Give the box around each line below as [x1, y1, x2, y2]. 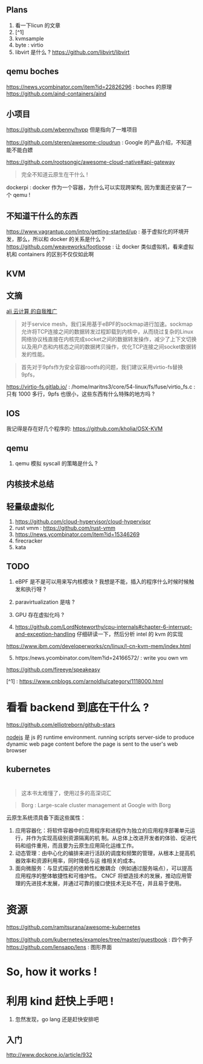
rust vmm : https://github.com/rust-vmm [14, 524, 116, 532]
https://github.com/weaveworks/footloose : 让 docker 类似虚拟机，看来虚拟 [6, 243, 195, 250]
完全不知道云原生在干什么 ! [21, 171, 88, 178]
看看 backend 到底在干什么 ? [6, 701, 149, 715]
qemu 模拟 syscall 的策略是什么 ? [14, 460, 98, 467]
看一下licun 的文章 [14, 21, 61, 29]
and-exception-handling [14, 631, 76, 638]
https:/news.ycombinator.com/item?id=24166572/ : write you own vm [14, 654, 188, 662]
